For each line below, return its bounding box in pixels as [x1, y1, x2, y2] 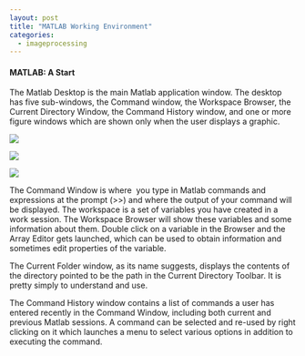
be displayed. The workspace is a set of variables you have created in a [9, 204, 279, 215]
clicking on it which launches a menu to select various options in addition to [9, 327, 293, 338]
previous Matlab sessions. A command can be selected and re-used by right [9, 317, 296, 328]
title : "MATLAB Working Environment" [9, 22, 153, 31]
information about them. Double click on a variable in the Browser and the [9, 224, 286, 235]
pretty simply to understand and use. [9, 280, 148, 291]
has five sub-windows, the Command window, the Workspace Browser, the [9, 97, 291, 107]
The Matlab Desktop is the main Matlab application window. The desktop [9, 87, 282, 98]
